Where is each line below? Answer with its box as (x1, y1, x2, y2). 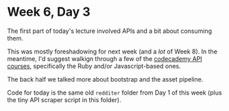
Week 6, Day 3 (7, 4, 91, 20)
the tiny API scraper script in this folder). (7, 95, 121, 103)
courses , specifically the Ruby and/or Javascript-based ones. (7, 62, 181, 70)
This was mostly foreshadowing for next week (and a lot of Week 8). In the (7, 47, 218, 56)
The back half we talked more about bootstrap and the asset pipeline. (7, 75, 204, 83)
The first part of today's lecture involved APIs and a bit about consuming (7, 27, 213, 35)
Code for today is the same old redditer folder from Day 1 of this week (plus (7, 88, 222, 97)
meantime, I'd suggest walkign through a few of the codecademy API (7, 54, 202, 62)
